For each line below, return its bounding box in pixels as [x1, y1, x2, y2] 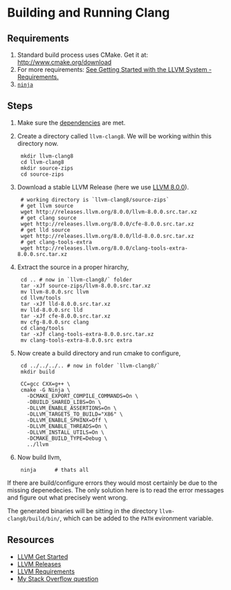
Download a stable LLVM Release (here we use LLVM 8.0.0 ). [17, 183, 189, 191]
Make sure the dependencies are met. [17, 118, 126, 127]
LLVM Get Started [17, 552, 68, 561]
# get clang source [20, 214, 77, 221]
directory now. [17, 139, 59, 147]
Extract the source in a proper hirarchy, [17, 263, 129, 271]
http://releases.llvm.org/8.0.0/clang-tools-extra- [35, 244, 188, 252]
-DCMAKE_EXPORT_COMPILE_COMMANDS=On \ [26, 392, 138, 399]
